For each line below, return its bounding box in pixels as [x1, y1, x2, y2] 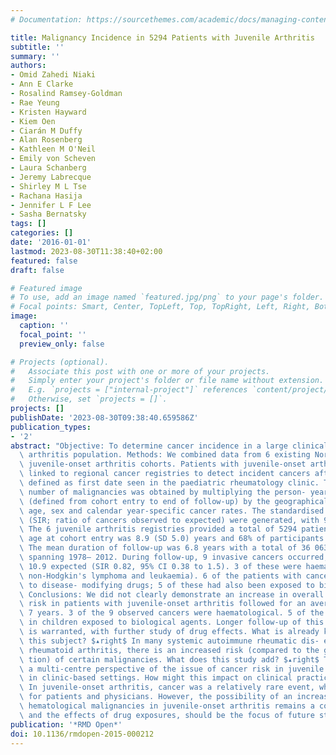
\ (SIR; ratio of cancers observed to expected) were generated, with [19, 515, 320, 525]
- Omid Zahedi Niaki [10, 70, 97, 80]
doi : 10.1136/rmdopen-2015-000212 [10, 729, 155, 739]
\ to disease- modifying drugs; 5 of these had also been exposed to [19, 580, 315, 590]
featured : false [10, 256, 78, 266]
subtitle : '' [10, 42, 65, 52]
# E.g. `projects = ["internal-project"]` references [10, 385, 248, 395]
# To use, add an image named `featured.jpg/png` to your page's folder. [10, 292, 325, 303]
